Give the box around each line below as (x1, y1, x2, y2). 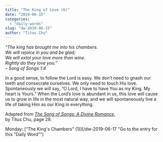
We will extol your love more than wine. (5, 55, 85, 60)
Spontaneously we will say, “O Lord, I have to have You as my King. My (5, 86, 151, 91)
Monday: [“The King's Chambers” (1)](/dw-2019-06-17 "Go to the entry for (5, 126, 158, 132)
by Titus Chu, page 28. (5, 117, 52, 122)
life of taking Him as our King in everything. (5, 102, 94, 107)
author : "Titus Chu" (5, 30, 48, 35)
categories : (5, 16, 30, 21)
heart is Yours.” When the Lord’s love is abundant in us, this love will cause (5, 91, 158, 97)
